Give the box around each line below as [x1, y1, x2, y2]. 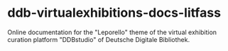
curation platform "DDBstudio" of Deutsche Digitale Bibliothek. [7, 35, 190, 43]
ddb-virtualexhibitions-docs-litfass [7, 5, 222, 21]
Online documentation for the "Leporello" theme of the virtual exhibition [7, 28, 217, 36]
